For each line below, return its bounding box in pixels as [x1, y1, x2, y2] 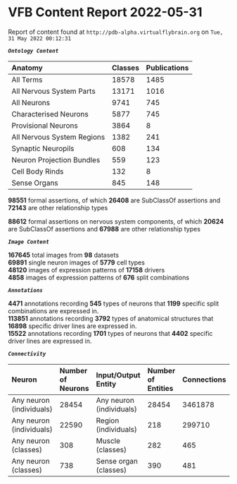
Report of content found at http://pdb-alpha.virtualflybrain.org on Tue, [8, 28, 224, 36]
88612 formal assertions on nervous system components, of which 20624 [8, 217, 224, 226]
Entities [147, 383, 174, 393]
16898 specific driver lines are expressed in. [8, 322, 137, 330]
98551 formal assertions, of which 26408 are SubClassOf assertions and [8, 195, 221, 205]
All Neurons [11, 97, 51, 107]
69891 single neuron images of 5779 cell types [8, 258, 145, 267]
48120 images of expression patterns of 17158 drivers [8, 265, 165, 274]
